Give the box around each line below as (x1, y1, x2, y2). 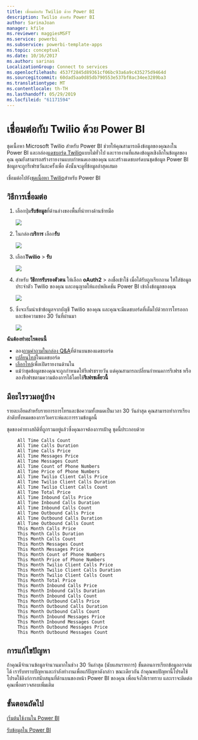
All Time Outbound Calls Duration (17, 515, 103, 521)
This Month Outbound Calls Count (17, 608, 100, 615)
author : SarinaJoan (7, 20, 55, 25)
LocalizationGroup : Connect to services (7, 63, 108, 70)
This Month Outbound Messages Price (17, 624, 108, 630)
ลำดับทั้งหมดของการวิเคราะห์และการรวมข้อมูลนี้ (7, 414, 97, 421)
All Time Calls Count (17, 438, 71, 444)
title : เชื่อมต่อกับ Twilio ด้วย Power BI (7, 8, 95, 15)
